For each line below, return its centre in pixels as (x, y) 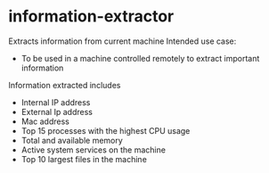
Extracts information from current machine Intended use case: (122, 41)
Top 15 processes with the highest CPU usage (106, 130)
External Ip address (57, 111)
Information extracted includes (65, 85)
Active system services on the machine (94, 150)
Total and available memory (72, 140)
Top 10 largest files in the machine (84, 159)
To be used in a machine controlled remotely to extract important (140, 58)
